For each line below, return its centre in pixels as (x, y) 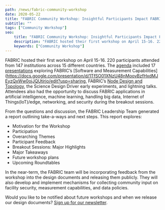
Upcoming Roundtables (36, 162)
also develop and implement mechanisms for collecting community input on (82, 183)
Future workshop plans (35, 157)
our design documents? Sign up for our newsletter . (56, 202)
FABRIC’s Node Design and (115, 81)
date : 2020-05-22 (23, 14)
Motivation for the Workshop (41, 126)
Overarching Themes (34, 136)
